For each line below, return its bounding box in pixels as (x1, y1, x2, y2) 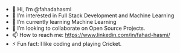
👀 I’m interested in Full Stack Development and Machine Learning (11, 12, 175, 19)
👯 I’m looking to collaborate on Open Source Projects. (11, 24, 146, 32)
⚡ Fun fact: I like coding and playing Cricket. (11, 40, 122, 47)
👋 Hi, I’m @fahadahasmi (11, 6, 72, 13)
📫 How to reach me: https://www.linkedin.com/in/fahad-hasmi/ (11, 32, 170, 38)
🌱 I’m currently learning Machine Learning (11, 18, 117, 25)
